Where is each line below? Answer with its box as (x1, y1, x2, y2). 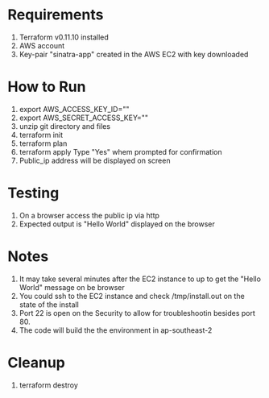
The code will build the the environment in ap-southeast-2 (19, 325, 213, 335)
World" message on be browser (19, 282, 126, 292)
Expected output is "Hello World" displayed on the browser (19, 219, 215, 229)
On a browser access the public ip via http (19, 210, 160, 220)
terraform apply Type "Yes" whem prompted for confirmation (19, 147, 222, 156)
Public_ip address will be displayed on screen (19, 155, 171, 165)
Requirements (7, 6, 104, 24)
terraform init (19, 130, 64, 139)
